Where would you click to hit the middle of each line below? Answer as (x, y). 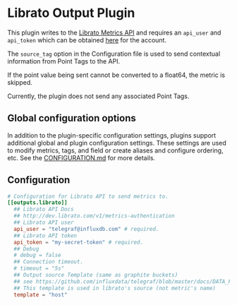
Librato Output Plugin (71, 13)
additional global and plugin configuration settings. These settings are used (117, 143)
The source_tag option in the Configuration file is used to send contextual (114, 54)
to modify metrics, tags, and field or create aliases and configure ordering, (115, 150)
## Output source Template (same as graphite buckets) (96, 275)
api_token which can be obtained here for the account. (87, 40)
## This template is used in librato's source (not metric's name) (115, 288)
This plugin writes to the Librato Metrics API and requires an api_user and (114, 32)
